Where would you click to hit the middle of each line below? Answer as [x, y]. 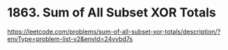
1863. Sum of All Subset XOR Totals [112, 13]
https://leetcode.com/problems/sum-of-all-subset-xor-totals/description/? [114, 32]
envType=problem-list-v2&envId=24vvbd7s [70, 38]
